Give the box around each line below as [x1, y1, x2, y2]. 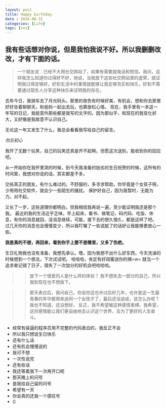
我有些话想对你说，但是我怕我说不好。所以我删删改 [5, 45, 161, 53]
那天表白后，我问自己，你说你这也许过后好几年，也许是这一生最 [29, 289, 160, 295]
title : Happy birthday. [5, 12, 54, 17]
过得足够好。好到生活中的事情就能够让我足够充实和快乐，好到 [26, 81, 152, 87]
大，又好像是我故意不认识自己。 [5, 116, 70, 122]
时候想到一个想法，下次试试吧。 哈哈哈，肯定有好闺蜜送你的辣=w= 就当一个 [5, 256, 160, 262]
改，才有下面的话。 [5, 54, 64, 63]
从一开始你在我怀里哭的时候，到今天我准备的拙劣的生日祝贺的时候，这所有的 [5, 164, 161, 170]
